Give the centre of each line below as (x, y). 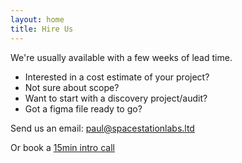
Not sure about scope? (72, 87)
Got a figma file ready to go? (83, 108)
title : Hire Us (42, 29)
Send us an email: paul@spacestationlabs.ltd (102, 128)
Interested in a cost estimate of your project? (117, 77)
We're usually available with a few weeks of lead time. (121, 57)
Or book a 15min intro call (62, 147)
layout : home (37, 19)
